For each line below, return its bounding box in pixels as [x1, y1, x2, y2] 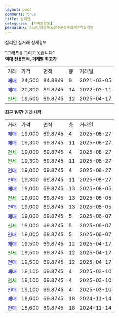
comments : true [5, 12, 36, 17]
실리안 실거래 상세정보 [5, 40, 47, 45]
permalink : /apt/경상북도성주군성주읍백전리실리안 [5, 25, 94, 30]
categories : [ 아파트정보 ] [5, 21, 53, 26]
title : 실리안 [5, 16, 31, 21]
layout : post [5, 7, 32, 12]
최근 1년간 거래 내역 [5, 109, 42, 115]
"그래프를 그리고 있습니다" [5, 50, 55, 56]
